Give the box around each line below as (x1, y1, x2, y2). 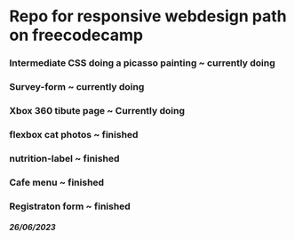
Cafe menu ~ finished (9, 176, 105, 188)
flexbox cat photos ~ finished (9, 128, 139, 140)
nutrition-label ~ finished (9, 152, 120, 164)
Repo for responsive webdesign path (9, 6, 287, 27)
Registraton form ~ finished (9, 200, 131, 212)
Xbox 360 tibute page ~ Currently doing (9, 104, 185, 116)
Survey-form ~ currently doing (9, 81, 145, 93)
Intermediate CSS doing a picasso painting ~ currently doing (9, 57, 275, 69)
